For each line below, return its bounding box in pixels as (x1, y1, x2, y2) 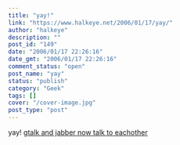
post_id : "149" (8, 41, 58, 49)
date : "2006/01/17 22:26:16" (8, 48, 103, 56)
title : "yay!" (8, 11, 55, 20)
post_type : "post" (8, 107, 68, 114)
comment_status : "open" (8, 63, 86, 71)
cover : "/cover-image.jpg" (8, 99, 96, 107)
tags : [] (8, 92, 37, 100)
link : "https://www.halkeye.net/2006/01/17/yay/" (8, 19, 174, 27)
